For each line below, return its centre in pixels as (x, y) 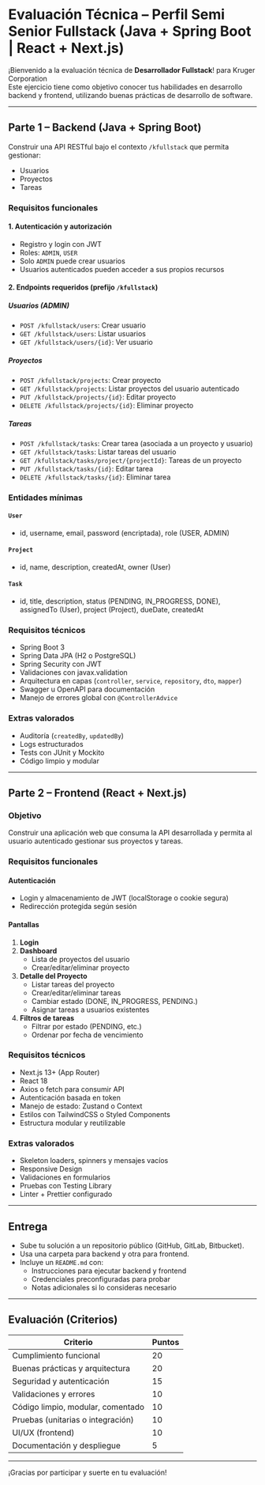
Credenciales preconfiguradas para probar (101, 1279)
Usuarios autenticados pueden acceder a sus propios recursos (122, 269)
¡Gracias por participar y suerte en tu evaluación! (88, 1472)
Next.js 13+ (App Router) (60, 1072)
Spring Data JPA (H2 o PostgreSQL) (78, 656)
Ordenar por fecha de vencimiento (87, 1035)
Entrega (28, 1227)
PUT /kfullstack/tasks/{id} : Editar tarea (86, 469)
